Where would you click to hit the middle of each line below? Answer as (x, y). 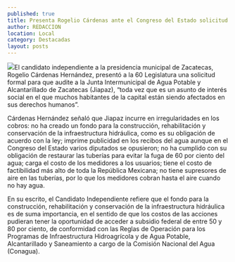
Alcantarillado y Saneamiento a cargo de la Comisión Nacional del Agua (111, 244)
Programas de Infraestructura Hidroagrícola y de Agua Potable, (99, 236)
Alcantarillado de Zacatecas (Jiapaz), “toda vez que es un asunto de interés (117, 90)
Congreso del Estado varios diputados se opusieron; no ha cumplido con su (117, 148)
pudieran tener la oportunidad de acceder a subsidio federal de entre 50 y (115, 221)
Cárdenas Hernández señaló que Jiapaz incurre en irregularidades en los (113, 118)
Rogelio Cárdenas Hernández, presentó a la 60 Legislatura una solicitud (112, 75)
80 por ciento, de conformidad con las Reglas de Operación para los (107, 229)
